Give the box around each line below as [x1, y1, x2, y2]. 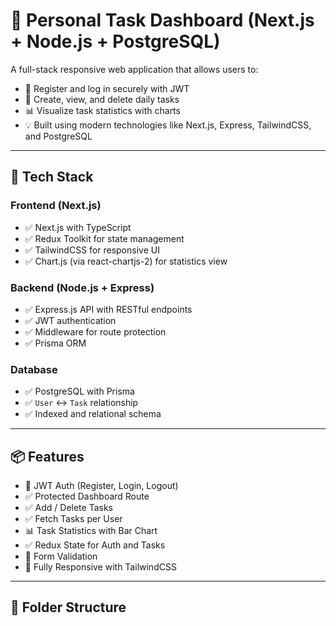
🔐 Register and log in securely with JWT [24, 82, 190, 94]
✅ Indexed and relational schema [24, 408, 162, 420]
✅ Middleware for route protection [24, 325, 167, 338]
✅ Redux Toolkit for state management [24, 232, 185, 244]
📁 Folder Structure [10, 599, 127, 616]
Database [10, 362, 58, 376]
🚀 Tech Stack [10, 169, 94, 186]
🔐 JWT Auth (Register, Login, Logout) [24, 480, 179, 492]
